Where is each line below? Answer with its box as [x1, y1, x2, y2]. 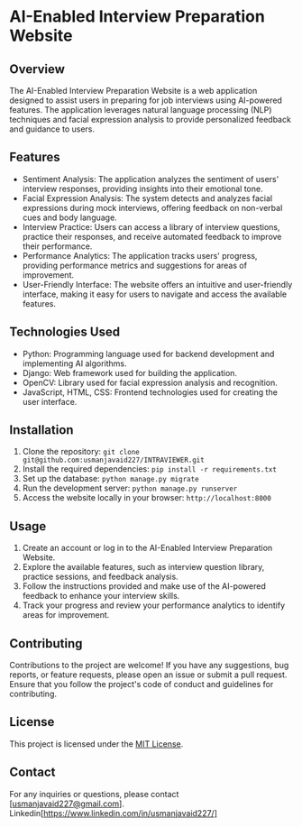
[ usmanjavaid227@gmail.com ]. [9, 798, 124, 809]
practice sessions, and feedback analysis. [22, 571, 178, 583]
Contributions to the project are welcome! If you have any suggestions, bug [9, 660, 289, 671]
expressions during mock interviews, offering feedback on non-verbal [22, 202, 283, 213]
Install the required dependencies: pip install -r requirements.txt [22, 464, 278, 474]
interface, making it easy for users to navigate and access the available [22, 289, 287, 299]
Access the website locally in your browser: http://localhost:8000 [22, 492, 272, 503]
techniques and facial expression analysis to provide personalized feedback [9, 115, 291, 124]
